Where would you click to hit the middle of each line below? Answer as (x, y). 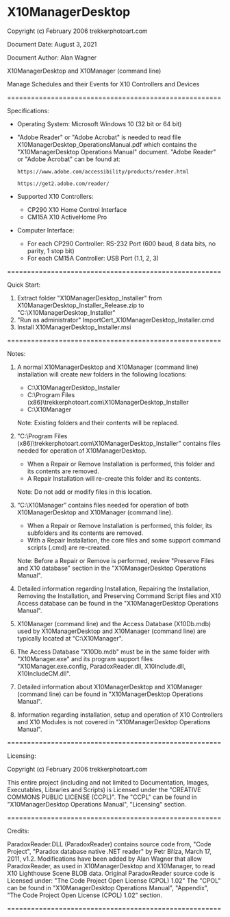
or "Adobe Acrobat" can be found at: (69, 159)
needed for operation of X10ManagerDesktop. (82, 451)
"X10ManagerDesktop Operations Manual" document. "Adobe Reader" (116, 152)
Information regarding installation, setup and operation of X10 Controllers (120, 715)
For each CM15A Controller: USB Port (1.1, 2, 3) (93, 258)
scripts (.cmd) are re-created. (69, 547)
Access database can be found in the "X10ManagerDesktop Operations (118, 603)
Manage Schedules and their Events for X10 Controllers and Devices (103, 84)
